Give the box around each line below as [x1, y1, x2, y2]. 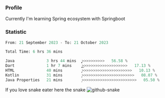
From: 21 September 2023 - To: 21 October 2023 [5, 40, 109, 45]
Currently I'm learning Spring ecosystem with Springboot [5, 16, 125, 22]
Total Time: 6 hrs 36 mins [5, 49, 63, 55]
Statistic [5, 29, 27, 36]
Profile [5, 4, 22, 11]
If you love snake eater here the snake [5, 86, 86, 93]
